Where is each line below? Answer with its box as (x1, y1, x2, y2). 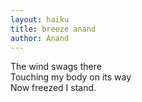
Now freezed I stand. (10, 82, 97, 94)
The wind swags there (10, 61, 102, 73)
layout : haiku (10, 14, 70, 25)
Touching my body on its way (10, 71, 132, 83)
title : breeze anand (10, 24, 97, 34)
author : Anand (10, 33, 70, 43)
